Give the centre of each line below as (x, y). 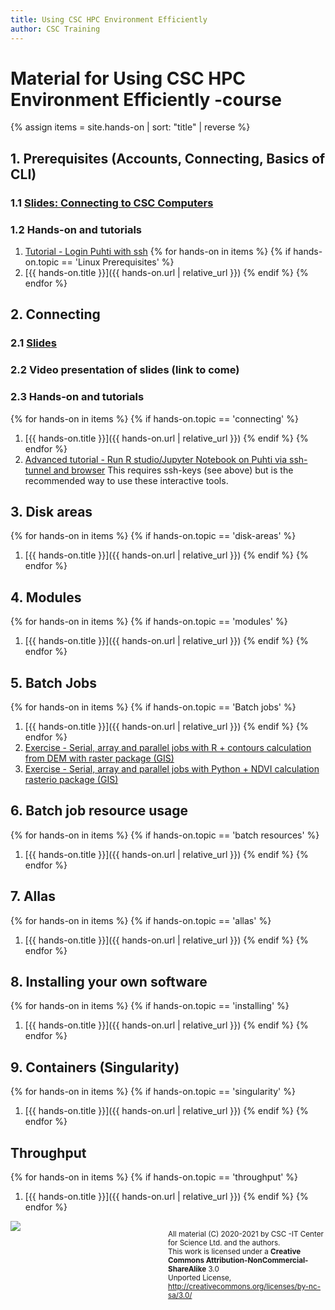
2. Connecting (55, 314)
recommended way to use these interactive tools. (126, 480)
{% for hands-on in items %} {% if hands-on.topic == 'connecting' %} (154, 418)
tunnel (38, 470)
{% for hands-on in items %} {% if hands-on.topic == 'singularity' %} (153, 1092)
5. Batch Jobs (54, 682)
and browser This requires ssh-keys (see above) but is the (173, 470)
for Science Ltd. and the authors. (224, 1243)
